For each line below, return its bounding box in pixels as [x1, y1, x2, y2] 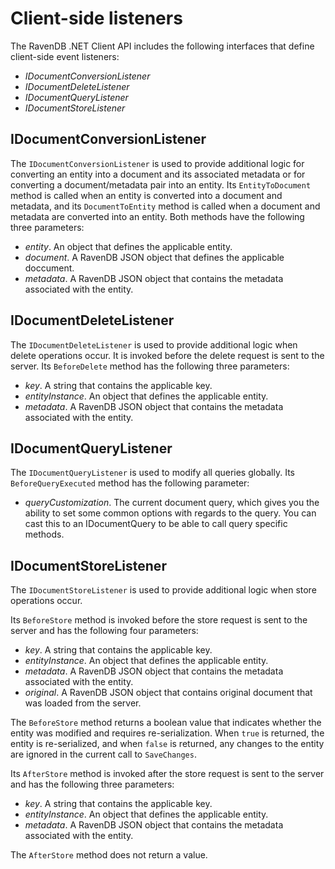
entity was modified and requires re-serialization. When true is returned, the [10, 727, 325, 739]
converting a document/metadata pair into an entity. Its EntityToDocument [10, 178, 312, 191]
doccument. [24, 262, 75, 274]
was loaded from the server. [24, 697, 142, 709]
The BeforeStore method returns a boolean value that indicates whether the [10, 717, 322, 729]
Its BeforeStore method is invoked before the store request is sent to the [10, 614, 308, 626]
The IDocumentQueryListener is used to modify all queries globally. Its [10, 467, 295, 479]
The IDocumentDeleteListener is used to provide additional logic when [10, 338, 298, 351]
